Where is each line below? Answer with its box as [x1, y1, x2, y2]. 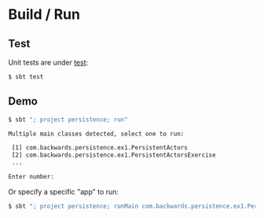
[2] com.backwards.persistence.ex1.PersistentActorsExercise [11, 151, 216, 159]
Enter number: [8, 173, 55, 181]
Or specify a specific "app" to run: [8, 187, 119, 196]
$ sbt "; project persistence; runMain [8, 202, 139, 210]
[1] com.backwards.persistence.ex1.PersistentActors [11, 144, 189, 152]
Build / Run [8, 6, 81, 24]
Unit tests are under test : [8, 57, 89, 67]
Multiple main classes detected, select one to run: [8, 130, 185, 138]
